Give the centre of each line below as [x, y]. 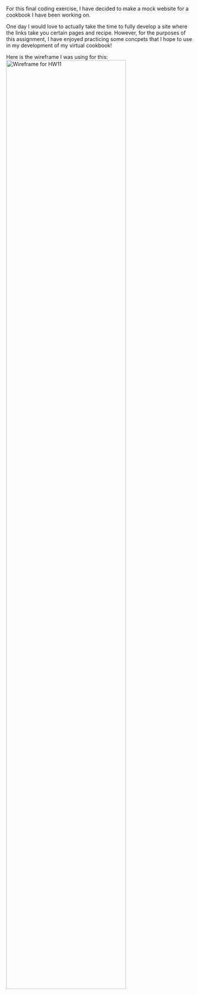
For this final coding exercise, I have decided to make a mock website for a [97, 9]
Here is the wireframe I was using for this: [57, 57]
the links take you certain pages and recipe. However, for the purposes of [96, 33]
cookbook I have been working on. [48, 15]
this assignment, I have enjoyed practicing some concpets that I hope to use [99, 39]
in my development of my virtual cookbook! [59, 45]
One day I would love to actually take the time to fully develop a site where [97, 26]
